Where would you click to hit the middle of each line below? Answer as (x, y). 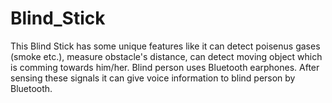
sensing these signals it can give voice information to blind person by (153, 78)
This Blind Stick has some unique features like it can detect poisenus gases (165, 46)
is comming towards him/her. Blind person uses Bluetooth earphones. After (165, 67)
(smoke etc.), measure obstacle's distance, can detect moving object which (166, 56)
